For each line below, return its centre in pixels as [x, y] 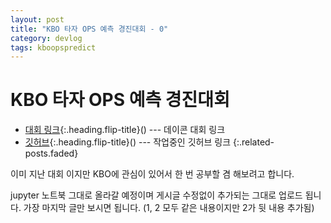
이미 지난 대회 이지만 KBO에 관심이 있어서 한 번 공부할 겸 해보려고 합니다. [152, 174]
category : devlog [46, 38]
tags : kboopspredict [53, 47]
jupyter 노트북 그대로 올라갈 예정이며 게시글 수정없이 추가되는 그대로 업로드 [156, 195]
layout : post [37, 19]
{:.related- [253, 142]
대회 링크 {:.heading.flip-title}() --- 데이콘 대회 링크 [125, 130]
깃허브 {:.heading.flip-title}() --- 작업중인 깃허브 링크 [128, 142]
